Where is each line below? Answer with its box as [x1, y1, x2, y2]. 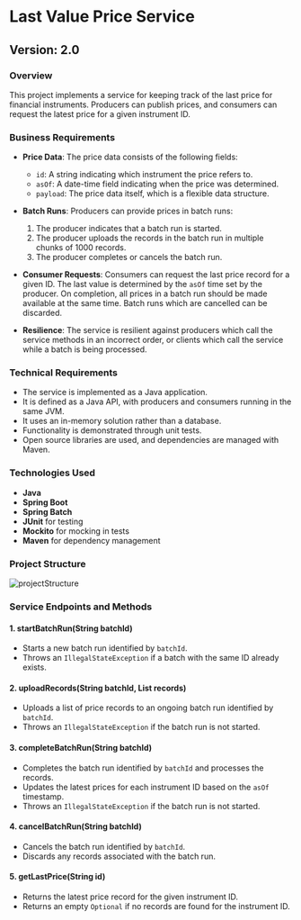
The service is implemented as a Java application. [22, 387, 208, 398]
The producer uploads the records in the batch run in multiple [35, 232, 264, 244]
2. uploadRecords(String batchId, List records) [9, 682, 187, 693]
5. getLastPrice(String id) [9, 871, 106, 882]
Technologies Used [9, 466, 96, 479]
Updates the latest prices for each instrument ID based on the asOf [22, 781, 270, 792]
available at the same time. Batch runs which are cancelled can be [22, 298, 268, 309]
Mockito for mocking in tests [22, 525, 130, 537]
